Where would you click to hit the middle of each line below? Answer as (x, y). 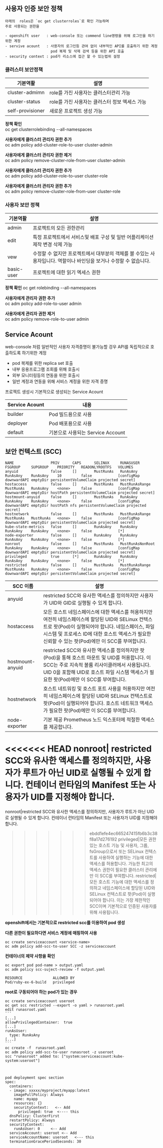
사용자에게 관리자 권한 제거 (30, 314)
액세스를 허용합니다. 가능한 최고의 (121, 863)
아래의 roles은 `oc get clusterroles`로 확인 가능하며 (57, 21)
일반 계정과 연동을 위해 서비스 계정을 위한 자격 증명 (60, 381)
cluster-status (24, 102)
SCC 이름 (23, 586)
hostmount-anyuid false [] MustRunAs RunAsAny (71, 497)
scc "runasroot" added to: (32, 1056)
